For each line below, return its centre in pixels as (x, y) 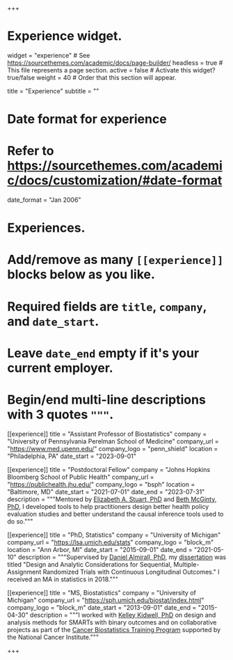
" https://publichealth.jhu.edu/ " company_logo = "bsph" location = (101, 484)
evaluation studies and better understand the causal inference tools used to (115, 514)
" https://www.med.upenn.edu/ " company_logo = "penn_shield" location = (113, 448)
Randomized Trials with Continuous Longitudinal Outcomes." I (131, 572)
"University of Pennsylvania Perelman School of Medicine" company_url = (113, 441)
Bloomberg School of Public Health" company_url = (81, 477)
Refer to (31, 151)
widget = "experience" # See (49, 55)
